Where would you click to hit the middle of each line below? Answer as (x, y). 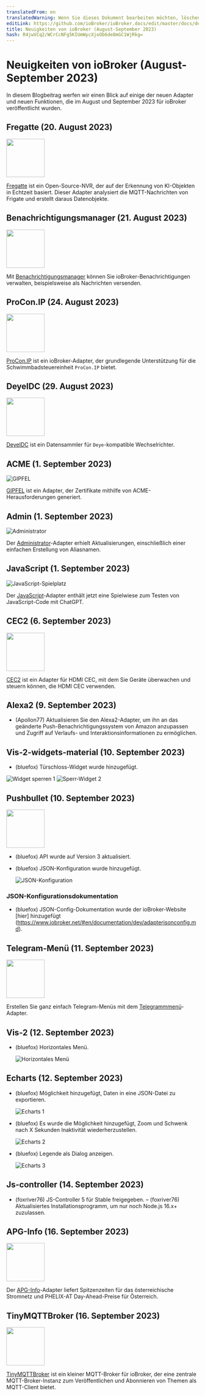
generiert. (70, 497)
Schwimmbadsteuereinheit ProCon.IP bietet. (62, 367)
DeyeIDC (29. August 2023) (60, 386)
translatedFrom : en (31, 12)
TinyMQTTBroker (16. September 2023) (83, 1315)
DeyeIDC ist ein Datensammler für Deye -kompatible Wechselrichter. (91, 445)
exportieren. (31, 1100)
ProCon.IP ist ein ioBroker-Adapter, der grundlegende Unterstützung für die (101, 360)
